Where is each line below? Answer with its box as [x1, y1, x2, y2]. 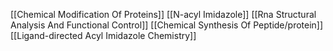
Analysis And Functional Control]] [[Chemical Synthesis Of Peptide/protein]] [10, 19, 324, 31]
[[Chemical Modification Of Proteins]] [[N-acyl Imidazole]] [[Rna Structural [10, 9, 317, 20]
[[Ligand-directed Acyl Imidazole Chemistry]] [10, 30, 197, 41]
